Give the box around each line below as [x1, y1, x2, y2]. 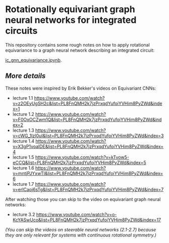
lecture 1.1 [12, 95, 33, 101]
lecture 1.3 [12, 127, 34, 133]
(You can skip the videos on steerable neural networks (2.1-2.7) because [5, 226, 156, 232]
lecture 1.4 [12, 138, 35, 144]
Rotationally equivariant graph [5, 4, 135, 15]
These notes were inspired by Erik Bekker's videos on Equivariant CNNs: [5, 85, 156, 91]
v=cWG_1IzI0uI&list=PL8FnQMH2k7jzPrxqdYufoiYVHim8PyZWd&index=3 [12, 133, 164, 139]
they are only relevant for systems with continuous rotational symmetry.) [5, 232, 156, 238]
